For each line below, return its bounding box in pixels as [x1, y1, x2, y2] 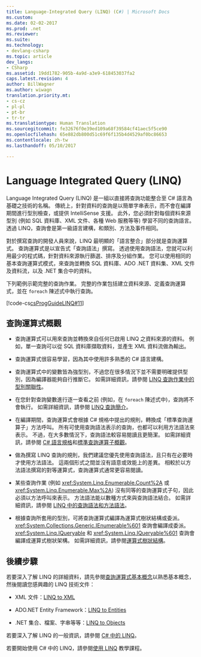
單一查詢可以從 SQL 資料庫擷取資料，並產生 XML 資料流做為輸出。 [25, 343, 190, 350]
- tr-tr [6, 115, 26, 121]
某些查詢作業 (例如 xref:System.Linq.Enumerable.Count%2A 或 [14, 479, 169, 487]
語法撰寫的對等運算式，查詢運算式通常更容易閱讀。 [20, 466, 147, 474]
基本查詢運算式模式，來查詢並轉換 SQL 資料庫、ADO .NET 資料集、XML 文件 [6, 259, 195, 267]
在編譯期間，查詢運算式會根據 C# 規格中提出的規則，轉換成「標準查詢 [14, 416, 188, 424]
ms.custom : [6, 14, 33, 20]
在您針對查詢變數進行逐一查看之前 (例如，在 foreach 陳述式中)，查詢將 [14, 396, 189, 403]
